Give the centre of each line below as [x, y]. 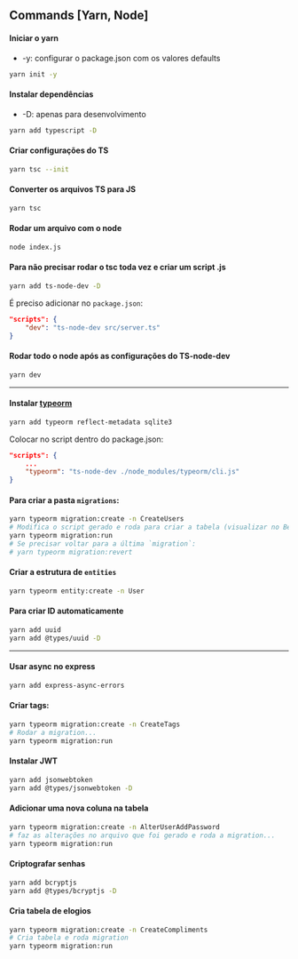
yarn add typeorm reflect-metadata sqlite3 [91, 422]
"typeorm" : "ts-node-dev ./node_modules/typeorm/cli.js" [133, 472]
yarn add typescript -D [53, 130]
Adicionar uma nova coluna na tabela [79, 808]
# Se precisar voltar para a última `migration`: [103, 543]
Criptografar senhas [47, 864]
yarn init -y [33, 74]
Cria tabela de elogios [50, 910]
